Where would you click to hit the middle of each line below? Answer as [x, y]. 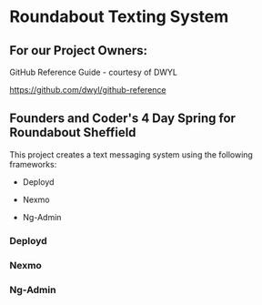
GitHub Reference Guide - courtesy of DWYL [94, 72]
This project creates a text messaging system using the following [131, 154]
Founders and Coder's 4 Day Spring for [123, 119]
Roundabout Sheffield [73, 132]
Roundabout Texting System [119, 17]
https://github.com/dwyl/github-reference [88, 90]
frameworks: [33, 164]
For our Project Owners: [79, 51]
